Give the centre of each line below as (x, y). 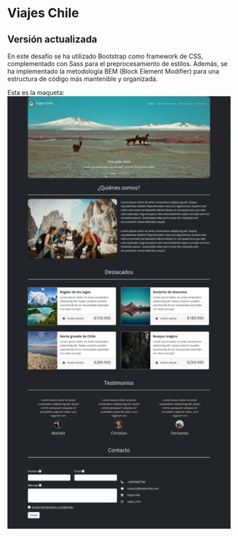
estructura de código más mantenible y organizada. (83, 79)
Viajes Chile (43, 13)
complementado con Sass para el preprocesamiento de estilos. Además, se (118, 64)
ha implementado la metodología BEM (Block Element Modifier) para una (113, 71)
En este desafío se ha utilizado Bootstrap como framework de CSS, (105, 56)
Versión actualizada (52, 39)
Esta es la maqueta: (36, 93)
